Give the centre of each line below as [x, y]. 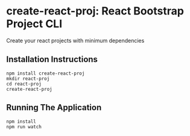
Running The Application [54, 107]
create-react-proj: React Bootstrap [95, 11]
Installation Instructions [52, 59]
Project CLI [34, 24]
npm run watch [24, 127]
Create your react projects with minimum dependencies [75, 40]
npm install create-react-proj [46, 73]
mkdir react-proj [28, 79]
